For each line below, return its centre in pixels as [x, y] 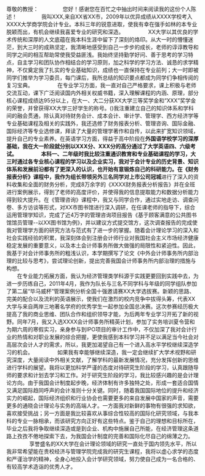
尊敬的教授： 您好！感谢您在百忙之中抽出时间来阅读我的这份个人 [99, 9]
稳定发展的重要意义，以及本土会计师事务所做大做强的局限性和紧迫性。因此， [103, 245]
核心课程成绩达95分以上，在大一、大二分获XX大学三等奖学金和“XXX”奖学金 [101, 100]
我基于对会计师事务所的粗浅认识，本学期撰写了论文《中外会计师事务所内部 [100, 253]
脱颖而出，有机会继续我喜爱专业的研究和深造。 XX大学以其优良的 [100, 32]
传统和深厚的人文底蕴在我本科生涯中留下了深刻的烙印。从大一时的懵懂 [99, 39]
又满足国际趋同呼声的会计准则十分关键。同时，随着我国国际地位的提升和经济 [103, 390]
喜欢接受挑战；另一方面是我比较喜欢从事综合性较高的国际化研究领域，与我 [100, 413]
